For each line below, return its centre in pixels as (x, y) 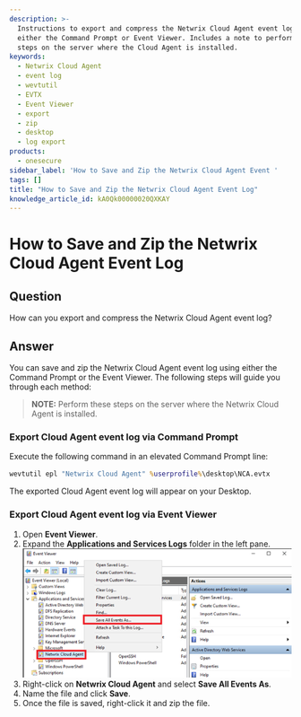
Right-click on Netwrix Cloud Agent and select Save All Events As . (146, 684)
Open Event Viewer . (60, 534)
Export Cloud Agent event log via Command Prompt (124, 437)
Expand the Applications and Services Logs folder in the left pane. (146, 544)
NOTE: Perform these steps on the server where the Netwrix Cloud (155, 405)
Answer (32, 346)
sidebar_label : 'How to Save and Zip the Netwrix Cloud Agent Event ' (144, 171)
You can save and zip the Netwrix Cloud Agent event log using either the (143, 368)
